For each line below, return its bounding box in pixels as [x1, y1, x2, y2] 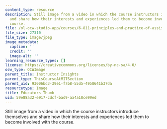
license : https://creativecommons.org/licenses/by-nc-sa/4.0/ [5, 63, 137, 67]
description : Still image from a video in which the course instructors [5, 12, 159, 17]
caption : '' [9, 44, 35, 49]
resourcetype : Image [5, 85, 48, 91]
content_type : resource [5, 7, 55, 12]
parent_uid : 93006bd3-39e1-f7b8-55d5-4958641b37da [5, 81, 112, 86]
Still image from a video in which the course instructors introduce [5, 109, 139, 115]
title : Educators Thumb [5, 90, 55, 95]
